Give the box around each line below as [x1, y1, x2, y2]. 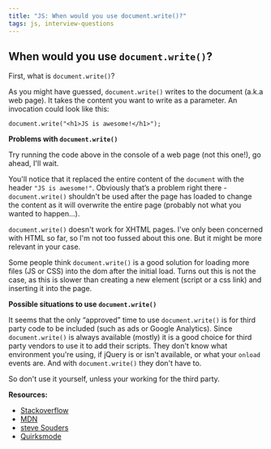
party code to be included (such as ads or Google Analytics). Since [8, 324, 233, 333]
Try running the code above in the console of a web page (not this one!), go [8, 150, 261, 159]
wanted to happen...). [8, 209, 80, 219]
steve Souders [19, 423, 69, 433]
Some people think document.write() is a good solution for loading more [8, 258, 250, 268]
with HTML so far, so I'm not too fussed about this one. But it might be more [8, 233, 262, 243]
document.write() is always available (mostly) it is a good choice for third [8, 333, 252, 342]
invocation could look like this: [8, 104, 110, 114]
